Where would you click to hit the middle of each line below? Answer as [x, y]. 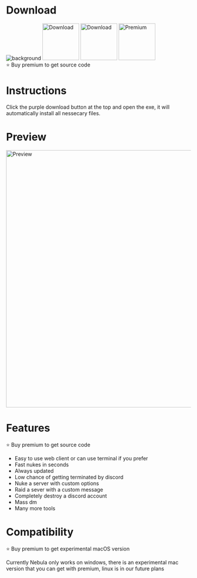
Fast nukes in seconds [42, 465]
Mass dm [26, 502]
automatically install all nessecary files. [53, 113]
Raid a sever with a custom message [59, 489]
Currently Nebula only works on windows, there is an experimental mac [92, 562]
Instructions [36, 91]
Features [28, 428]
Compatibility [40, 532]
